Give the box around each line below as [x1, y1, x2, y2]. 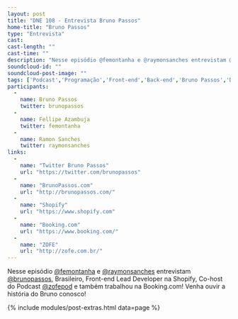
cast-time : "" [7, 50, 50, 57]
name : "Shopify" [20, 201, 69, 209]
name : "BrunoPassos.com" [20, 181, 93, 189]
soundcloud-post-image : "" [7, 69, 87, 77]
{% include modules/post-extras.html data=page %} [7, 303, 161, 312]
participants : [7, 83, 50, 90]
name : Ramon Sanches [20, 135, 81, 142]
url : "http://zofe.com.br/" [20, 247, 103, 255]
